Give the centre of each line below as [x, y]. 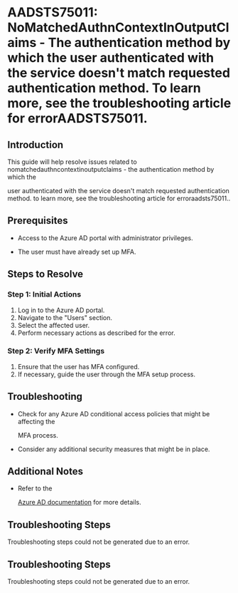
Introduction [36, 144]
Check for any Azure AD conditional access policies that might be [114, 413]
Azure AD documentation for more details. [79, 502]
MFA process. [38, 435]
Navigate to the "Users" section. [65, 317]
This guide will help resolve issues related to [72, 162]
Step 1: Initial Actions [44, 294]
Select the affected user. [54, 325]
